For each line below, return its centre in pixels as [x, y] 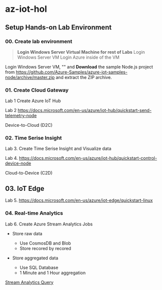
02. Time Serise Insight [34, 138]
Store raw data [27, 233]
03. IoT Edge [25, 188]
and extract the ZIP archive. [84, 77]
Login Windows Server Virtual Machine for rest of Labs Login [81, 52]
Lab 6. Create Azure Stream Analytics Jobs [49, 224]
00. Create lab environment [39, 41]
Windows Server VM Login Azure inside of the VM [68, 57]
